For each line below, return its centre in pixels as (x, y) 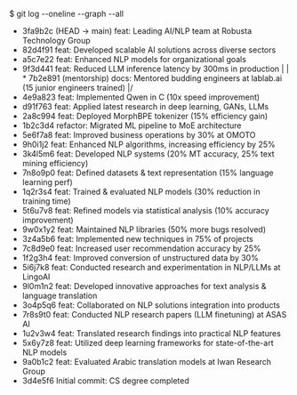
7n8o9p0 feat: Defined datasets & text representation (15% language (148, 173)
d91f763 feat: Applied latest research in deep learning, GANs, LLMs (145, 106)
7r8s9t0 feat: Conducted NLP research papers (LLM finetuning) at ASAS (154, 314)
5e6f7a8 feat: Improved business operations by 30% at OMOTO (139, 135)
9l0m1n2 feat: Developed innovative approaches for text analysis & (144, 286)
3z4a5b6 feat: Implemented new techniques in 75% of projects (137, 239)
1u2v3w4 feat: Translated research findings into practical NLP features (152, 333)
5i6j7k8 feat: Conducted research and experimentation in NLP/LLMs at (151, 267)
